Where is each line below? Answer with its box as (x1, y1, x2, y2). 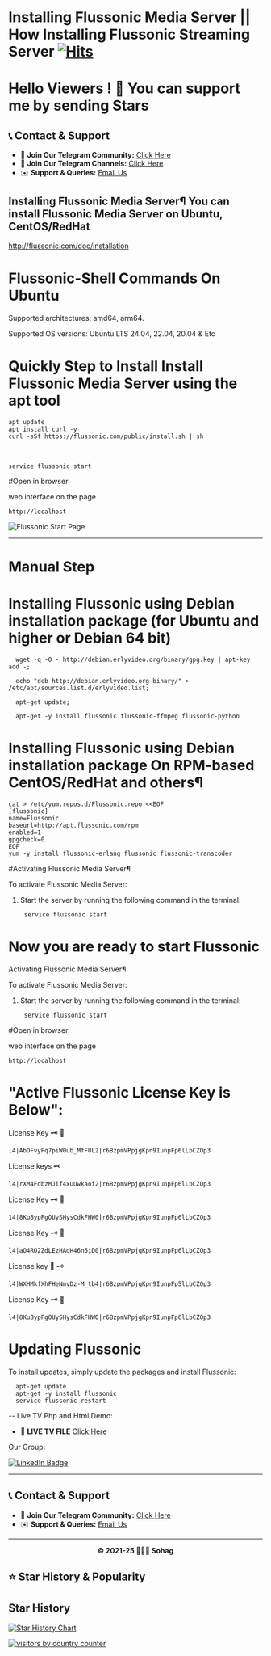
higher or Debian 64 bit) (8, 629, 172, 647)
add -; (8, 663, 31, 671)
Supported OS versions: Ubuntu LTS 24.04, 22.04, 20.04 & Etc (8, 328, 216, 339)
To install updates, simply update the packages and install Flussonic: (8, 1367, 236, 1376)
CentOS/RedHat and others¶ (8, 773, 203, 792)
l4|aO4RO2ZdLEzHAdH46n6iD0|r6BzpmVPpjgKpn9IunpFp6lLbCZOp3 (8, 1246, 211, 1254)
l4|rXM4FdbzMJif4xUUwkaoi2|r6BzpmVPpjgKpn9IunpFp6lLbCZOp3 (8, 1180, 211, 1188)
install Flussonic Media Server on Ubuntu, (8, 207, 223, 221)
